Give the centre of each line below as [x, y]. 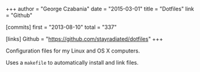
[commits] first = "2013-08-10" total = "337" [61, 27]
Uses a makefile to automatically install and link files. [72, 63]
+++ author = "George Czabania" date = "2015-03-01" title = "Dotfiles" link [100, 9]
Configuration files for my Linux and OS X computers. [73, 51]
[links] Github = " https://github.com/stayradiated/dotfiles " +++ [84, 39]
